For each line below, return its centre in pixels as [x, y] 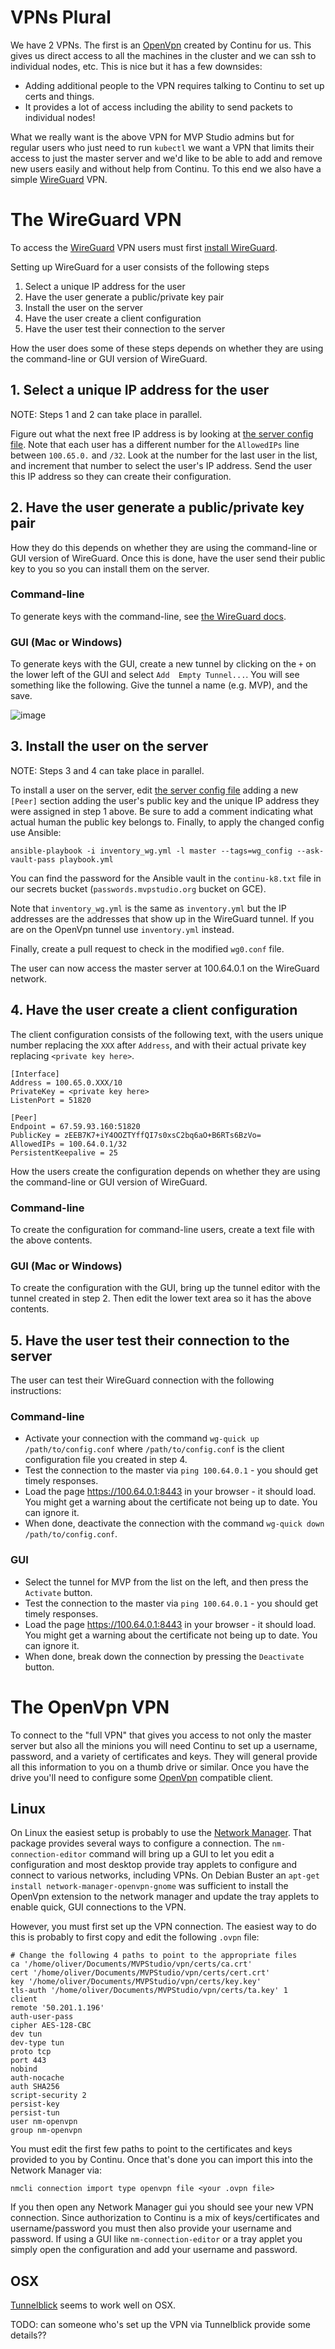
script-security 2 [48, 2096]
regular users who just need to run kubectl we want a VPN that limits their [162, 147]
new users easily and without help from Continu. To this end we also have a [166, 168]
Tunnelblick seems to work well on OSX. [93, 2305]
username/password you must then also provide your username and [151, 2228]
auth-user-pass [42, 2017]
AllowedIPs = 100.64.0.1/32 [69, 1144]
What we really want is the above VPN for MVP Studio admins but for [152, 137]
